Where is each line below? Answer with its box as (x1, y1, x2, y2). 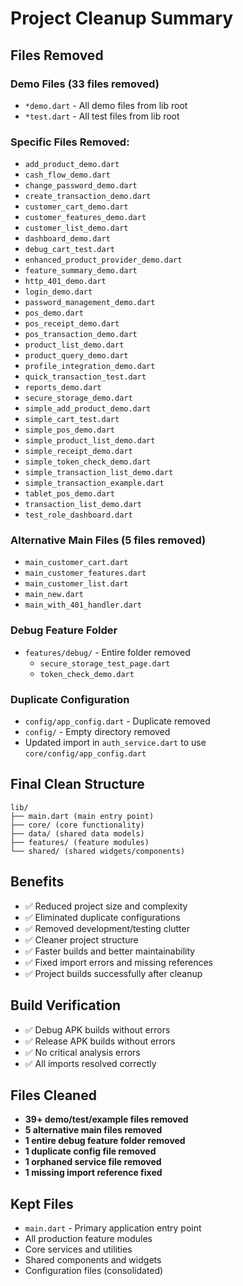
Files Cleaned (10, 1087, 97, 1104)
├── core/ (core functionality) (10, 820, 145, 830)
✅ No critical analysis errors (24, 1046, 141, 1058)
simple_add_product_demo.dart (24, 404, 152, 414)
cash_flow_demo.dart (24, 170, 111, 181)
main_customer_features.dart (24, 568, 147, 579)
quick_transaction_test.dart (24, 372, 147, 382)
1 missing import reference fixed (24, 1167, 163, 1179)
